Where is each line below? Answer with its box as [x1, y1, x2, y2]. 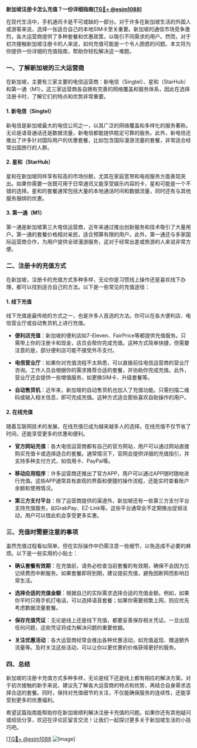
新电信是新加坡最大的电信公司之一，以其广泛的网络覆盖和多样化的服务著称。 [6, 122, 191, 129]
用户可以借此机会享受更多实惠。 [25, 511, 103, 518]
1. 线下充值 [6, 298, 32, 305]
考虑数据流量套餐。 [14, 604, 62, 611]
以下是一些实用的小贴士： [16, 550, 78, 557]
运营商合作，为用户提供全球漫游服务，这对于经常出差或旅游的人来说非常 [11, 238, 186, 245]
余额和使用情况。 [14, 484, 56, 491]
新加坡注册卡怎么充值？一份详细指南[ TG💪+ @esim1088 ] [6, 6, 142, 12]
